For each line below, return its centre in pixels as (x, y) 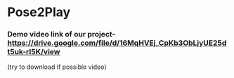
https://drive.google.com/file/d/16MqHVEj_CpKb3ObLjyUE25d (117, 43)
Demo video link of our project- (61, 34)
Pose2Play (39, 12)
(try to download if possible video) (57, 67)
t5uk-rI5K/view (34, 52)
